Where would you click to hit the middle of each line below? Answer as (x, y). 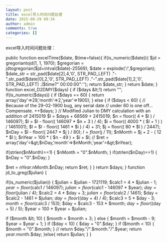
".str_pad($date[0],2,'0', (30, 79)
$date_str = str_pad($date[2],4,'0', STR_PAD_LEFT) (58, 74)
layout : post (19, 10)
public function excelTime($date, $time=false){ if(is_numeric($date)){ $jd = (83, 58)
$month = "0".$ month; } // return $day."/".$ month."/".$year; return (74, 229)
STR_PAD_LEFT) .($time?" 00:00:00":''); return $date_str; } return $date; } (82, 84)
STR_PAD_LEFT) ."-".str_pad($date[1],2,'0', (99, 79)
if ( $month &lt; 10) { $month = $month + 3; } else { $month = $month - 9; (81, 218)
